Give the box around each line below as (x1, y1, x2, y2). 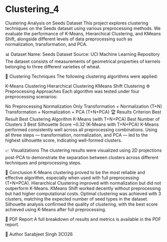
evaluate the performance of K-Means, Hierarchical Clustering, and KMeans (5, 30, 161, 36)
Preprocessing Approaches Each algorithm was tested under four (5, 88, 140, 94)
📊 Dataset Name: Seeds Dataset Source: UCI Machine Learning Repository (5, 51, 160, 57)
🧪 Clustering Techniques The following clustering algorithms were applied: (5, 73, 158, 79)
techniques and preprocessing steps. (5, 160, 82, 166)
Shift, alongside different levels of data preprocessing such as (5, 36, 133, 42)
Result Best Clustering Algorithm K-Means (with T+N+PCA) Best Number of (5, 116, 160, 122)
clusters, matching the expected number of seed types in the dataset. (5, 196, 149, 202)
